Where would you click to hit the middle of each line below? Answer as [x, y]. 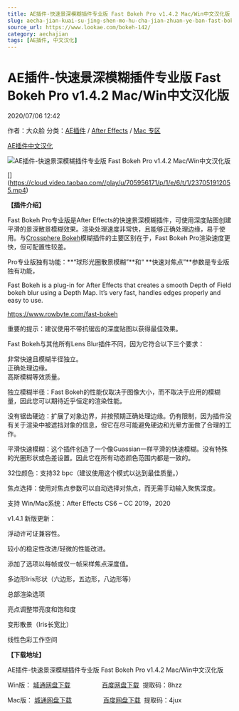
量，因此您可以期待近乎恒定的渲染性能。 [67, 401]
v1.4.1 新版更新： [32, 519]
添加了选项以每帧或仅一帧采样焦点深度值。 [70, 564]
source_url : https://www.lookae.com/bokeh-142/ [79, 27]
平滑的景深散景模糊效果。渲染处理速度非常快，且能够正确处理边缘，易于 [113, 229]
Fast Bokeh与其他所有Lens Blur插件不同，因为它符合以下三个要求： [106, 344]
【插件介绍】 [26, 205]
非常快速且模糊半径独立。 [45, 359]
